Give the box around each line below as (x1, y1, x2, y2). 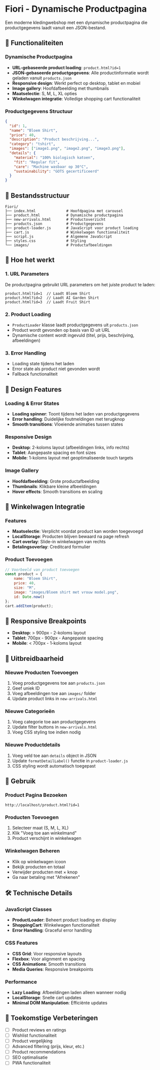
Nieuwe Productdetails (5, 741, 60, 748)
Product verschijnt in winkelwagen (12, 835, 81, 841)
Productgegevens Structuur (5, 108, 73, 115)
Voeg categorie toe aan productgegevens (12, 719, 96, 725)
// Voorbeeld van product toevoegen (5, 567, 80, 572)
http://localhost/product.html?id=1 (5, 803, 80, 808)
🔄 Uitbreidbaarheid (5, 654, 64, 663)
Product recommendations (12, 1049, 66, 1055)
